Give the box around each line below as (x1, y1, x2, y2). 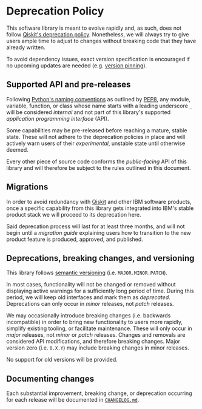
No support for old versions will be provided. (6, 356, 118, 363)
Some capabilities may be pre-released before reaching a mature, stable (6, 126, 187, 134)
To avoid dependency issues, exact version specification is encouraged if (6, 55, 190, 63)
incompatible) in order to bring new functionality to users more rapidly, (6, 319, 183, 326)
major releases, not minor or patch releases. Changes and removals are (6, 331, 186, 339)
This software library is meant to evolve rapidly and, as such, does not (6, 24, 182, 32)
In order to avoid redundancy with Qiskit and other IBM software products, (6, 198, 192, 205)
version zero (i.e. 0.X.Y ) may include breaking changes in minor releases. (6, 344, 189, 351)
